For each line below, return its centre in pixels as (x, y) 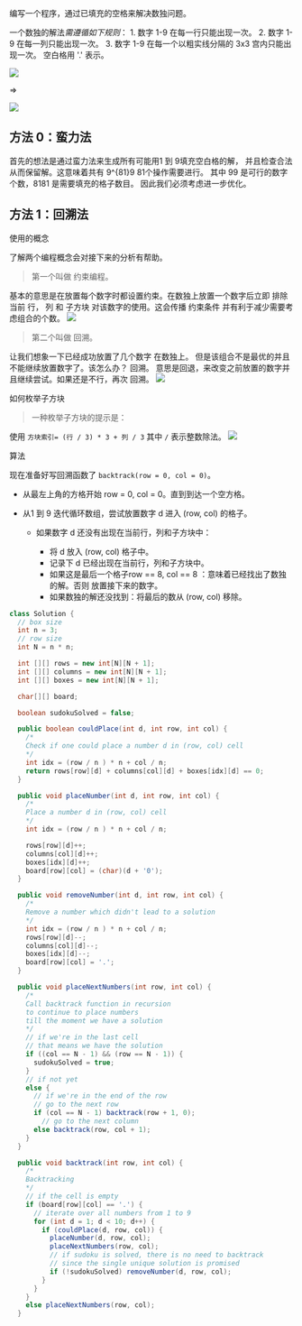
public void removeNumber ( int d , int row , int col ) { (120, 896)
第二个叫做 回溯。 (64, 337)
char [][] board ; (48, 696)
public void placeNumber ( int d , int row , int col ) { (119, 796)
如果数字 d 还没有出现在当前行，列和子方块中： (124, 532)
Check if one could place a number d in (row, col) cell (135, 746)
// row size (40, 639)
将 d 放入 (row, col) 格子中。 (101, 551)
